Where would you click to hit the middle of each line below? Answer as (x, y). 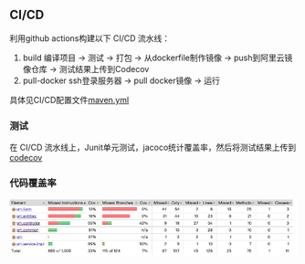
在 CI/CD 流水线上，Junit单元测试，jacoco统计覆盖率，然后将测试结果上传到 (153, 148)
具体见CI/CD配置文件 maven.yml (69, 100)
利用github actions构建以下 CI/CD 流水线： (90, 38)
